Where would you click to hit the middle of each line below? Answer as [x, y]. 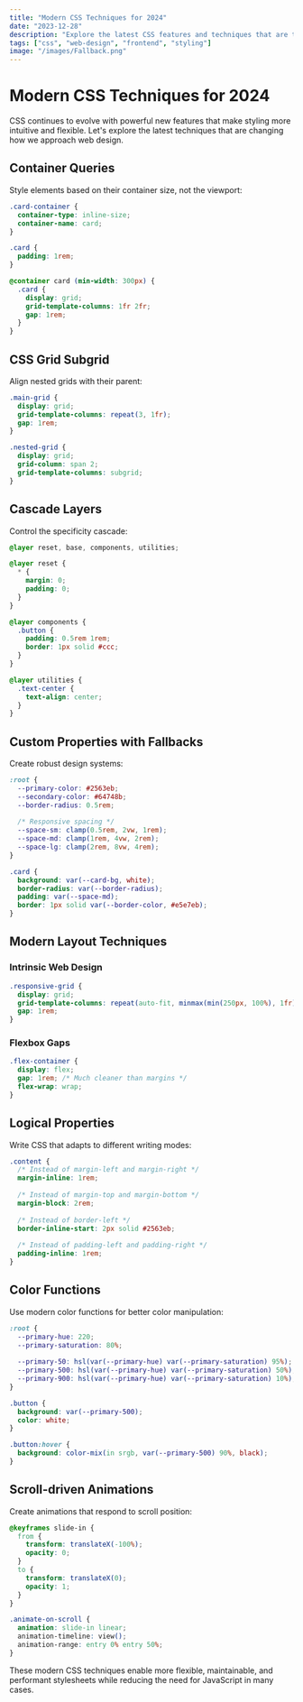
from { [30, 1536]
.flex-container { [44, 1062]
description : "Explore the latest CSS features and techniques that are [149, 34]
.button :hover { [40, 1445]
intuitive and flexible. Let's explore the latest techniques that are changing [147, 131]
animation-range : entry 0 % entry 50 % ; [91, 1645]
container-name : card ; [60, 223]
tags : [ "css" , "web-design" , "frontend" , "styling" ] [110, 43]
